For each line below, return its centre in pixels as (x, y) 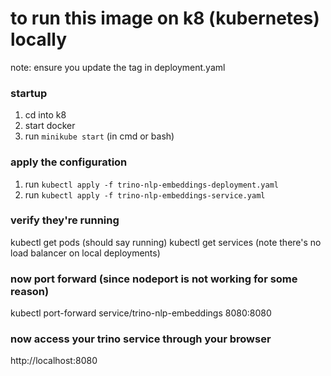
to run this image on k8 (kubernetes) (165, 18)
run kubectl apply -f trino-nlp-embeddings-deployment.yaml (151, 184)
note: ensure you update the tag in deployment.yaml (118, 67)
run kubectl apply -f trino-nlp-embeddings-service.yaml (145, 194)
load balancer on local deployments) (85, 253)
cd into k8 (45, 115)
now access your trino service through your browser (141, 339)
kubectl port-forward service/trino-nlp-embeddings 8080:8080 (141, 313)
